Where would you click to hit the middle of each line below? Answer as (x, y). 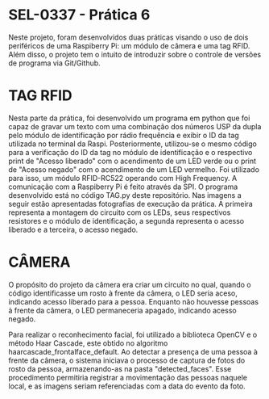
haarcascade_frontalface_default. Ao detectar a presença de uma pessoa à (133, 351)
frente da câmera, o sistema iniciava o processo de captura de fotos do (127, 360)
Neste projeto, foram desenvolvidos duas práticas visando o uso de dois (128, 37)
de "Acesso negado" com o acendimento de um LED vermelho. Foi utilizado (134, 169)
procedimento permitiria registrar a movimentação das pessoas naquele (128, 377)
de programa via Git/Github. (54, 63)
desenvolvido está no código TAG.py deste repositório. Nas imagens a (125, 195)
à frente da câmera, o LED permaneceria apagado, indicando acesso (122, 310)
